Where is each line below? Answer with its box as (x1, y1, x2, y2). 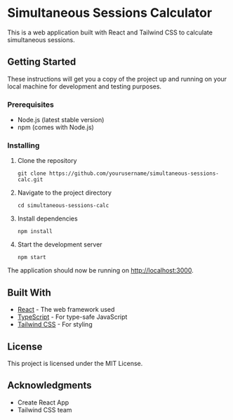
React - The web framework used (17, 306, 115, 314)
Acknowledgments (7, 379, 93, 391)
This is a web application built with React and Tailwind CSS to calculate (7, 28, 213, 37)
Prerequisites (7, 100, 54, 110)
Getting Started (7, 56, 76, 68)
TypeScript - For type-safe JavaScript (17, 313, 128, 321)
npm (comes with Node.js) (17, 123, 95, 131)
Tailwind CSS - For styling (17, 320, 93, 329)
